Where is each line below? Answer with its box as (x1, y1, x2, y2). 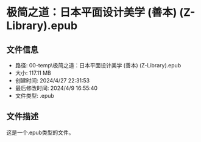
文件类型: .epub (15, 92, 55, 99)
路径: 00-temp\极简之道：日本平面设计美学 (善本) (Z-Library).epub (15, 62, 182, 69)
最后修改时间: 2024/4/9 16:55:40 (15, 84, 98, 92)
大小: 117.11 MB (15, 69, 52, 76)
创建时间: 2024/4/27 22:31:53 (15, 77, 90, 84)
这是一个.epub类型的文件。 (6, 129, 74, 136)
